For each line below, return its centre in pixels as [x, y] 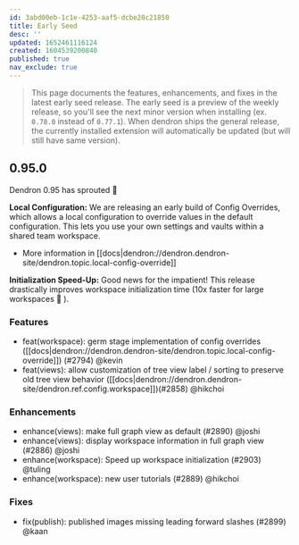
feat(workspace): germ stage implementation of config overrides [141, 341]
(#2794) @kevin [93, 360]
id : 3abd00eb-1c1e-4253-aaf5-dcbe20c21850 [89, 17]
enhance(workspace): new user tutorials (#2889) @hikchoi [130, 479]
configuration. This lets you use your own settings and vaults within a [137, 226]
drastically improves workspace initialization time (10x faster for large [137, 289]
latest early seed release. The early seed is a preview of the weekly [155, 102]
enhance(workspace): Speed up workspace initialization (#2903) [141, 460]
